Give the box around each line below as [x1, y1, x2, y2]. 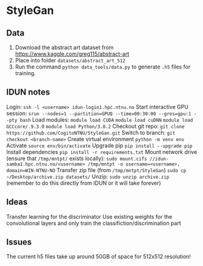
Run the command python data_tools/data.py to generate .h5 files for [15, 63, 191, 70]
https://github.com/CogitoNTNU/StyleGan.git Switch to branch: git [6, 128, 176, 136]
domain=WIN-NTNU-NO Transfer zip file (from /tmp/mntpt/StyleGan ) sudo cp [6, 166, 187, 173]
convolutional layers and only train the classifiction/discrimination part [6, 219, 182, 227]
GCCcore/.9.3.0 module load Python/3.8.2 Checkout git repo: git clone [6, 122, 185, 130]
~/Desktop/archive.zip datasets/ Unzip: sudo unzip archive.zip [6, 173, 170, 180]
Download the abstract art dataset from [15, 44, 114, 51]
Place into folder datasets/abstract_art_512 [15, 57, 126, 64]
